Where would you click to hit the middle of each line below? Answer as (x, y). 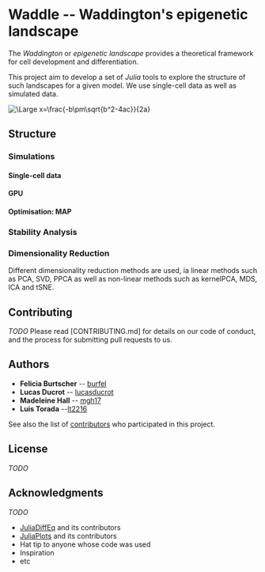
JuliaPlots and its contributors (68, 536)
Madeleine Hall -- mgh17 (60, 400)
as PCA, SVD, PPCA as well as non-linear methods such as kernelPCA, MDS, (133, 279)
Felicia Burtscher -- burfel (63, 383)
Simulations (32, 157)
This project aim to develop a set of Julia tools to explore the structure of (127, 77)
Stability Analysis (43, 232)
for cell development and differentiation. (74, 62)
